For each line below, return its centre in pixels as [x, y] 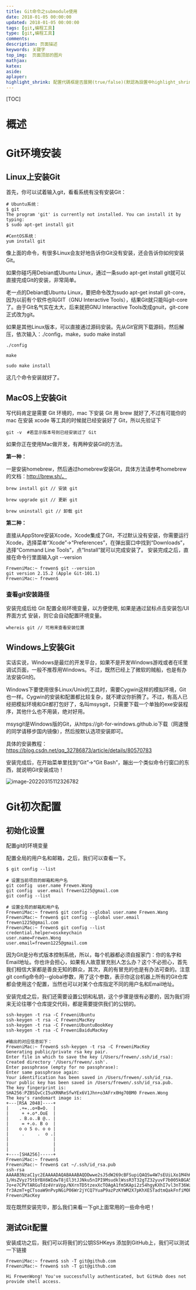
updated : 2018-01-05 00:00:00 [43, 22]
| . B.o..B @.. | [31, 1119]
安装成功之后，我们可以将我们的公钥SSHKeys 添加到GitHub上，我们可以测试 [98, 1243]
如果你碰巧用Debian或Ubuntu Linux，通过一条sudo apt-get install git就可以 [96, 273]
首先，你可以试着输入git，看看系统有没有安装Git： [66, 192]
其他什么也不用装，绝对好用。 [52, 712]
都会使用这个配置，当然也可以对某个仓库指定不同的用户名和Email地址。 [92, 984]
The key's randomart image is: [44, 1098]
